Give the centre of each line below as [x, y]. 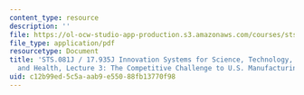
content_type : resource [54, 18]
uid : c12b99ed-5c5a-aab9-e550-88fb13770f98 [93, 77]
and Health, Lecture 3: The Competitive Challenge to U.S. [131, 69]
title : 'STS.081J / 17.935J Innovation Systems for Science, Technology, [152, 60]
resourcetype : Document [54, 52]
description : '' [40, 26]
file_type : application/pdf [62, 43]
